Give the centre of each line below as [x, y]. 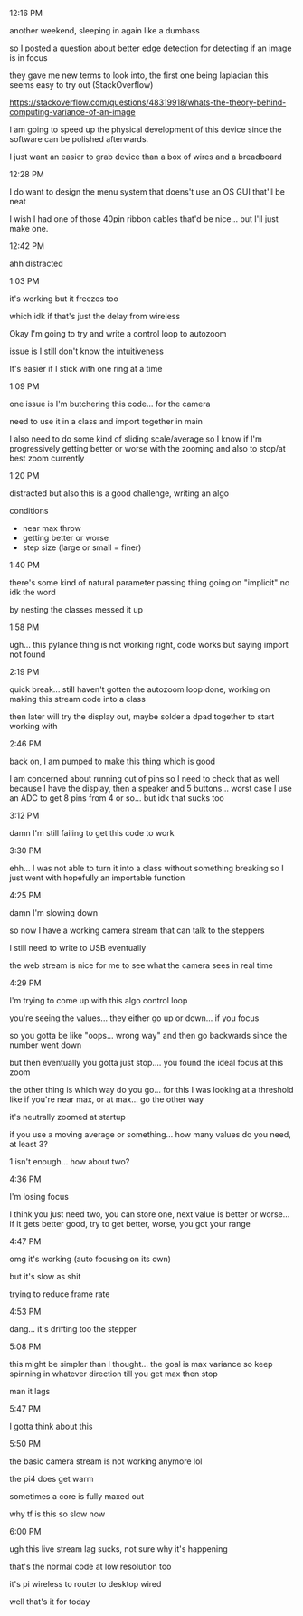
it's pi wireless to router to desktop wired [85, 1584]
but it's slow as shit [45, 1276]
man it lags [30, 1391]
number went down [46, 1045]
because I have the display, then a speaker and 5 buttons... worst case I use [151, 788]
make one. [29, 228]
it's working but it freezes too [64, 299]
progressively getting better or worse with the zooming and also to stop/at [148, 448]
